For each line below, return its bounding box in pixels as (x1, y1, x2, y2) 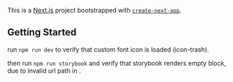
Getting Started (7, 26, 77, 38)
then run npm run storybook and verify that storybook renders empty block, (7, 59, 227, 67)
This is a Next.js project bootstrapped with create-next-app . (7, 6, 182, 14)
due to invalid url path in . (7, 66, 81, 75)
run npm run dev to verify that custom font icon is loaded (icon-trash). (7, 45, 210, 54)
